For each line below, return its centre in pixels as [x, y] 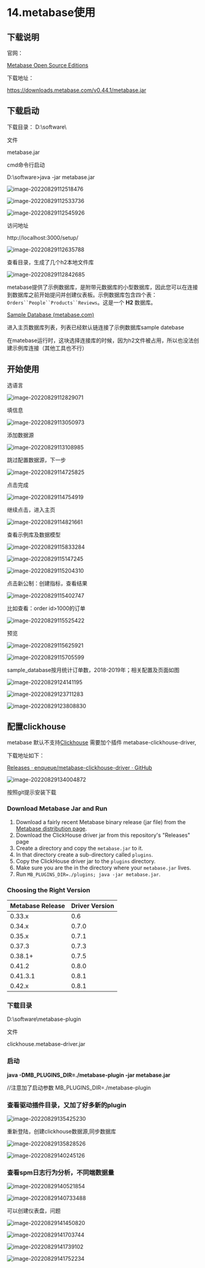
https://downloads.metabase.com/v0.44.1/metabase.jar [76, 90]
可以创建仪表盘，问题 [34, 1211]
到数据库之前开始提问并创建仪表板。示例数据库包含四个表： [82, 294]
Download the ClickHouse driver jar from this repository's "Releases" [103, 835]
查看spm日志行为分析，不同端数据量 [61, 1172]
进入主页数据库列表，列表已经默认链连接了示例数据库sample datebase [95, 327]
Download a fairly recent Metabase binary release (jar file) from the [101, 822]
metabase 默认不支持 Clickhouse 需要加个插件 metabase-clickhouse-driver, [102, 743]
